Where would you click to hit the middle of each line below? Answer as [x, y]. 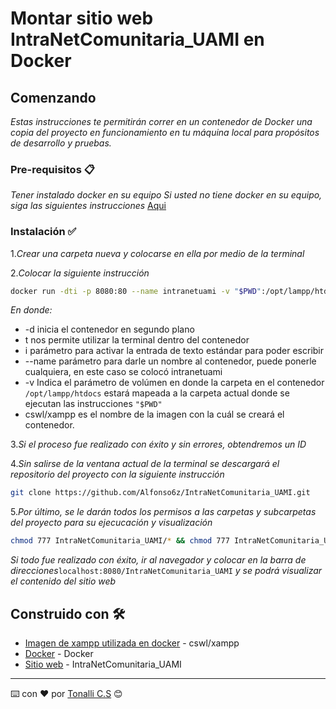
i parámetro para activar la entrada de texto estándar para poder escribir [174, 351]
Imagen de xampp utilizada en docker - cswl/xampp [132, 643]
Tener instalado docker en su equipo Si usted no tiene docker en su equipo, [166, 195]
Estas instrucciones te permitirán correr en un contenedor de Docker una [161, 121]
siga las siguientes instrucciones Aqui [88, 206]
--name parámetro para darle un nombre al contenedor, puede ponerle [170, 361]
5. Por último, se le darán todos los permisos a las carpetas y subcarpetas [163, 512]
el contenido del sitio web [63, 581]
